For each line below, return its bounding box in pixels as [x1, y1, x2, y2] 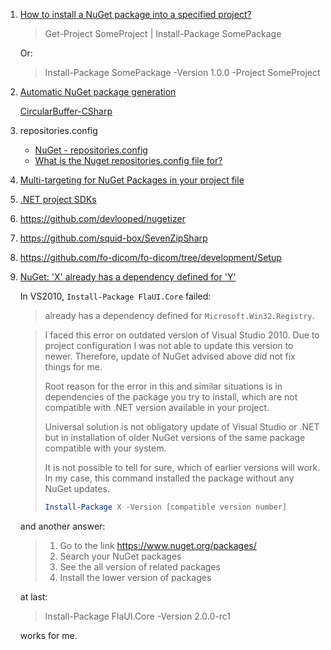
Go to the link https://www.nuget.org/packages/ [59, 539, 257, 551]
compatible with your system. [44, 442, 167, 454]
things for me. [44, 361, 103, 373]
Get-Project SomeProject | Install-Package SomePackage [44, 28, 282, 39]
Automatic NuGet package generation [19, 86, 177, 98]
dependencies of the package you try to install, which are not [44, 391, 298, 403]
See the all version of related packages [59, 560, 221, 573]
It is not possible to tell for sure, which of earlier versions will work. [44, 462, 321, 473]
